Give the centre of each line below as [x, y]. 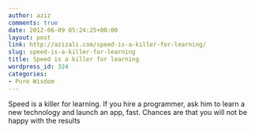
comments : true [33, 23]
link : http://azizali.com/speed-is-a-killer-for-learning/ [107, 45]
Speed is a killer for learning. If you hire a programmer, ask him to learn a [127, 104]
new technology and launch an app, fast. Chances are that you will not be [127, 112]
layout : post [30, 37]
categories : [28, 74]
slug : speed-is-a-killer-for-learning [72, 52]
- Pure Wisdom [32, 81]
